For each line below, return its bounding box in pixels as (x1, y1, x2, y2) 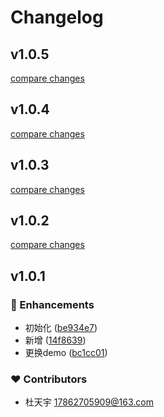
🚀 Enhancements (10, 297, 95, 311)
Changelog (10, 6, 104, 29)
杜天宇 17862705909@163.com (24, 396, 154, 408)
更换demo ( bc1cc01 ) (24, 347, 108, 359)
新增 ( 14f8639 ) (24, 334, 87, 346)
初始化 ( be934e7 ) (24, 322, 98, 334)
